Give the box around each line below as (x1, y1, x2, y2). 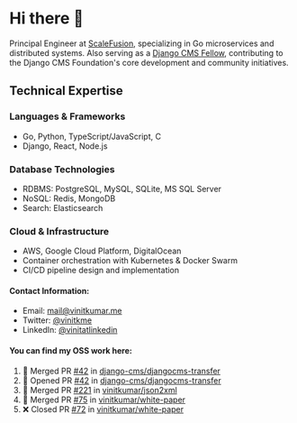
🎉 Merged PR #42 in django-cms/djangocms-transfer (22, 365, 220, 376)
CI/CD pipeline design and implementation (22, 265, 180, 276)
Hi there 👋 (9, 8, 84, 29)
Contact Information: (9, 285, 90, 296)
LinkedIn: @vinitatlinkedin (22, 325, 118, 336)
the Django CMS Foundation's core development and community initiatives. (9, 57, 290, 68)
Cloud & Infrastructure (9, 225, 110, 237)
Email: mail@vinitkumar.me (22, 306, 122, 317)
